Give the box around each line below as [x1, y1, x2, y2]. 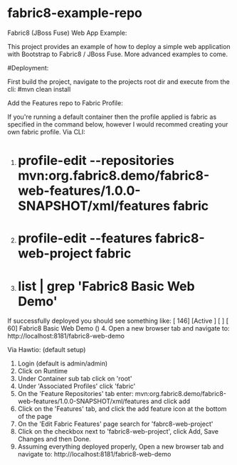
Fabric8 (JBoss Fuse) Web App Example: [7, 28, 127, 37]
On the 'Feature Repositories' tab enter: [17, 390, 134, 398]
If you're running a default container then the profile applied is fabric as [7, 112, 217, 121]
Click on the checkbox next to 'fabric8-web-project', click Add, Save [17, 427, 219, 436]
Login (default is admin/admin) [17, 359, 108, 368]
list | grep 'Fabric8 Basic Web [17, 278, 195, 294]
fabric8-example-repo [7, 5, 142, 21]
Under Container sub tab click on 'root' [17, 375, 132, 383]
